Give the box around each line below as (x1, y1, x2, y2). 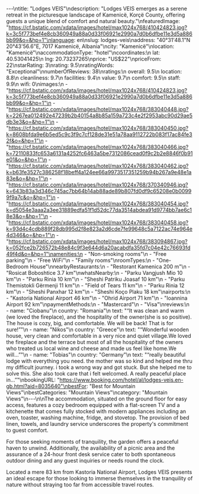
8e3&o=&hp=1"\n (6, 213, 49, 220)
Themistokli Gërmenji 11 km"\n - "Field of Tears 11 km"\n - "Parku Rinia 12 (6, 282, 185, 289)
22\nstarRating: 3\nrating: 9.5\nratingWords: (6, 62, 114, 69)
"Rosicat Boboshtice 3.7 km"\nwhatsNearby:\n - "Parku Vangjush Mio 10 (6, 270, 183, 276)
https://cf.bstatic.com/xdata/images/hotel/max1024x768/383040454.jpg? (8, 200, 189, 207)
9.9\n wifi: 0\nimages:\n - (6, 81, 68, 88)
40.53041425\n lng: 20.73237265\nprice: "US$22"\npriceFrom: (6, 56, 162, 62)
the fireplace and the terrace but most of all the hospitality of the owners (6, 339, 184, 345)
